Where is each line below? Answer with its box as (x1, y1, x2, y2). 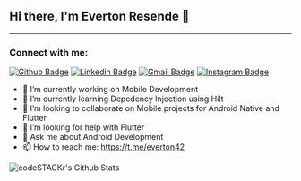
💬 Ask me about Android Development (21, 132, 164, 142)
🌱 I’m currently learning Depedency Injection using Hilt (21, 93, 224, 104)
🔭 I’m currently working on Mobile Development (21, 84, 199, 95)
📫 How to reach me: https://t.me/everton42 (21, 142, 185, 152)
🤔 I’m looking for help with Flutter (21, 122, 145, 133)
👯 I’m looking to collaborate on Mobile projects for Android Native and (21, 103, 280, 114)
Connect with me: (9, 46, 89, 58)
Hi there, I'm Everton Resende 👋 (9, 9, 190, 24)
